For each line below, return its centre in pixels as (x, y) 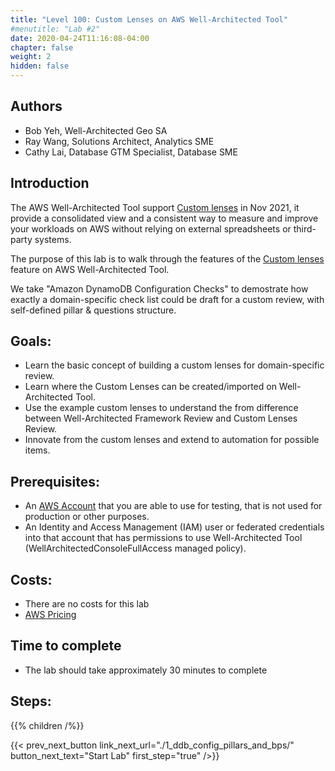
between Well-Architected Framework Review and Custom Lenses (161, 418)
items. (37, 450)
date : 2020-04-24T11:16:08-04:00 (80, 38)
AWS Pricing (50, 615)
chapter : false (42, 47)
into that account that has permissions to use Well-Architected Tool (163, 538)
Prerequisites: (55, 481)
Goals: (31, 341)
